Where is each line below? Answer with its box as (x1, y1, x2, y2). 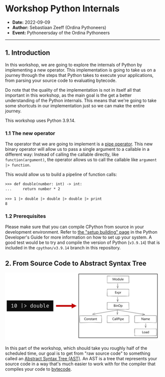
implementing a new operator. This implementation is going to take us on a (5, 67, 156, 73)
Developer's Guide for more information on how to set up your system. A (5, 235, 152, 240)
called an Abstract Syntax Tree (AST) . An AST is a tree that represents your (5, 355, 158, 361)
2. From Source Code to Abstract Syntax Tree (5, 259, 146, 268)
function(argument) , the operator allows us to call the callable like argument (5, 157, 157, 163)
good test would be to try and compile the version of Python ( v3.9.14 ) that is (5, 240, 160, 245)
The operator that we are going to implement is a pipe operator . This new (5, 141, 153, 147)
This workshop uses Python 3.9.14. (5, 117, 76, 123)
